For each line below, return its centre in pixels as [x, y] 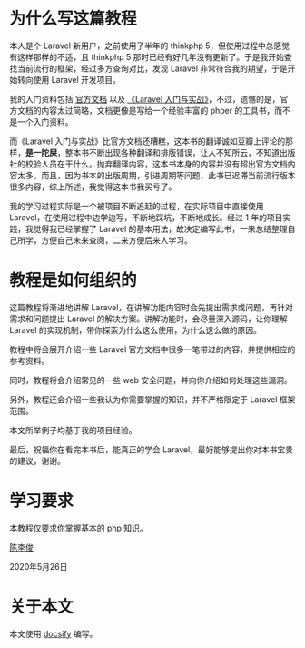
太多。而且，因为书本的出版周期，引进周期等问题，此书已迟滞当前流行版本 [156, 175]
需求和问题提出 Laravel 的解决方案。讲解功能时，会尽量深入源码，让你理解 [148, 319]
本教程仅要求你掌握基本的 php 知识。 [79, 528]
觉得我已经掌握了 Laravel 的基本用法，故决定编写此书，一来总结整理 [160, 228]
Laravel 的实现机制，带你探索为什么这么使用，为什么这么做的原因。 [135, 329]
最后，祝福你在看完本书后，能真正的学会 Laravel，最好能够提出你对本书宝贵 [151, 449]
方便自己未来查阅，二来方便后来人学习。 [116, 240]
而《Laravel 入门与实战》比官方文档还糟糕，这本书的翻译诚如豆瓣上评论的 [148, 141]
